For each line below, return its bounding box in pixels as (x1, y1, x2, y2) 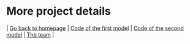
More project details (6, 4, 112, 18)
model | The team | (6, 31, 55, 38)
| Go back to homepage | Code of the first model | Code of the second (6, 24, 184, 32)
